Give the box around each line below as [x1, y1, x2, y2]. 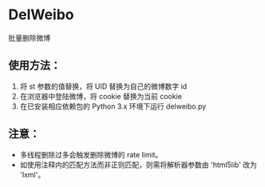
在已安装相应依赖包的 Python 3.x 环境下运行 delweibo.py [19, 101, 207, 111]
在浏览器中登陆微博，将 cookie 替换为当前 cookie [19, 91, 182, 101]
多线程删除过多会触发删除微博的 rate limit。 [19, 149, 163, 159]
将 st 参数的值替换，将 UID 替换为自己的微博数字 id [19, 82, 188, 91]
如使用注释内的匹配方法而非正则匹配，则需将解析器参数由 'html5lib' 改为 [19, 160, 258, 169]
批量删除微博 [8, 33, 50, 42]
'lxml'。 [19, 169, 45, 179]
